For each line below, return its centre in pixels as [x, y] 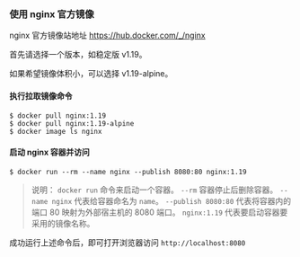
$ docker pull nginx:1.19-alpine [72, 123]
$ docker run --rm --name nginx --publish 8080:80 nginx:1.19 [128, 172]
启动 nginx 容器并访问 [49, 152]
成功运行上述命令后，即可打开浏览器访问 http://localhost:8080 [128, 242]
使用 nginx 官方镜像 [52, 13]
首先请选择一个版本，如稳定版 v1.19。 [78, 55]
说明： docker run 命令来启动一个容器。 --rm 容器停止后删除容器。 [154, 190]
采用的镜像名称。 [63, 223]
